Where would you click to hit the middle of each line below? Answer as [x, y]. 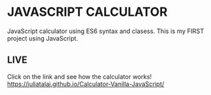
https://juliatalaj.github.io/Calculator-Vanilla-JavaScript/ [86, 84]
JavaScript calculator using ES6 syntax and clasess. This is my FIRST [106, 31]
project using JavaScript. [43, 38]
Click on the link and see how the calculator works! [80, 76]
